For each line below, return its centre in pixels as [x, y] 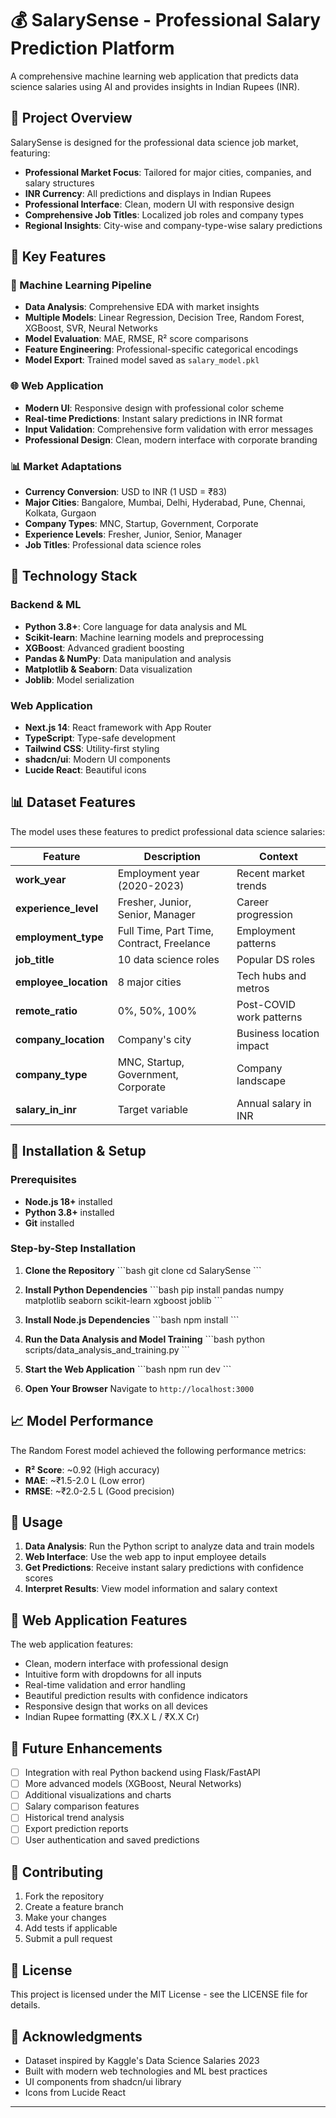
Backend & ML [46, 605]
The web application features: [72, 1644]
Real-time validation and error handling [105, 1685]
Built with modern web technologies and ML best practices [146, 2071]
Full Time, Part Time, [166, 930]
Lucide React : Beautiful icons [85, 770]
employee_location [61, 982]
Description [172, 856]
